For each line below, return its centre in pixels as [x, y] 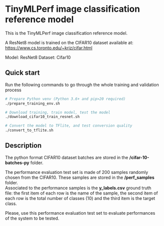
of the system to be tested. [32, 218]
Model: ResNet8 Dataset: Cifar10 [38, 57]
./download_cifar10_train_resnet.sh [42, 117]
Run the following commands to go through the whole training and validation [82, 85]
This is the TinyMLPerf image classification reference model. [66, 33]
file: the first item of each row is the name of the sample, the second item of [82, 193]
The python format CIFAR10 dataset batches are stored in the [67, 157]
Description [23, 146]
